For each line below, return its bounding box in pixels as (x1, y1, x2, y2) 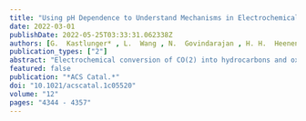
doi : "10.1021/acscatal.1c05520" (9, 81, 137, 90)
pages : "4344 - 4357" (9, 97, 92, 107)
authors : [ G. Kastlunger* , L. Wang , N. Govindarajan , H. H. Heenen (9, 38, 300, 48)
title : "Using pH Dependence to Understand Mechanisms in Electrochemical (9, 13, 300, 23)
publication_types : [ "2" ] (9, 47, 107, 56)
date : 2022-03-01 (9, 22, 76, 31)
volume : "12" (9, 89, 59, 98)
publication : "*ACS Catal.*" (9, 73, 120, 82)
